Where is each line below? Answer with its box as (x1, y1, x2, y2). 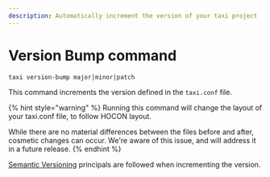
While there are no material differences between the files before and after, (8, 126, 254, 137)
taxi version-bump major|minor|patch (8, 73, 135, 81)
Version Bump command (8, 46, 177, 64)
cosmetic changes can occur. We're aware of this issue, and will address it (8, 135, 256, 145)
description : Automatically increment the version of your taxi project (8, 11, 258, 20)
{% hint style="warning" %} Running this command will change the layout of (8, 102, 263, 113)
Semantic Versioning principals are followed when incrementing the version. (8, 159, 261, 169)
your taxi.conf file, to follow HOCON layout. (8, 111, 152, 121)
